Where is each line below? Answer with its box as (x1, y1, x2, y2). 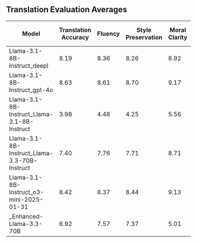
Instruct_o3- (9, 188, 44, 196)
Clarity (168, 33, 188, 41)
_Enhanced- (9, 212, 44, 220)
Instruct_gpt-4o (9, 85, 53, 94)
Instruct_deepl (9, 61, 49, 69)
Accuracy (61, 33, 89, 41)
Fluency (97, 29, 120, 38)
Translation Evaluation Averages (6, 5, 127, 15)
